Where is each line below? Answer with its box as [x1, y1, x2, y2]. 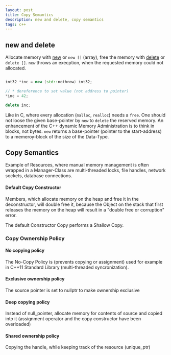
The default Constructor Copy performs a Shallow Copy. [5, 222, 124, 228]
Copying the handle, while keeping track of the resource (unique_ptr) [5, 344, 151, 350]
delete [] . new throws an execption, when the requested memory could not [5, 60, 164, 66]
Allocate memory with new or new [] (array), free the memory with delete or [5, 54, 165, 60]
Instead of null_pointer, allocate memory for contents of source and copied [5, 310, 162, 317]
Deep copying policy [5, 299, 50, 305]
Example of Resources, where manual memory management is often [5, 162, 149, 168]
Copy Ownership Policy [5, 234, 65, 242]
